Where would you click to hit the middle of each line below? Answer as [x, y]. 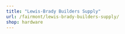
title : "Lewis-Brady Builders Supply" [53, 11]
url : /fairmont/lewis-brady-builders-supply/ [62, 17]
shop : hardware [25, 22]
